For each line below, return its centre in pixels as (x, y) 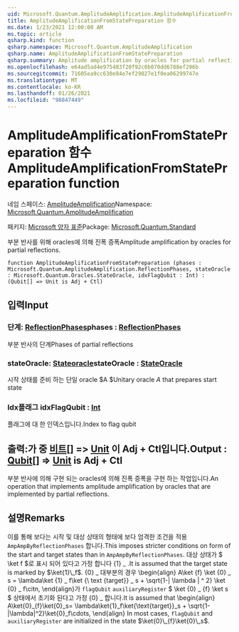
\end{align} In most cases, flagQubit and (153, 613)
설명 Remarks (36, 518)
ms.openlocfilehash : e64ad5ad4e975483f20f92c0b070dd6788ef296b (103, 67)
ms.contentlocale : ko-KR (44, 87)
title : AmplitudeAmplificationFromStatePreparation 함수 (92, 21)
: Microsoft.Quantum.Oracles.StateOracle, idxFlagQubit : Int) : (106, 275)
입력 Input (28, 305)
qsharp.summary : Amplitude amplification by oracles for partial (106, 61)
